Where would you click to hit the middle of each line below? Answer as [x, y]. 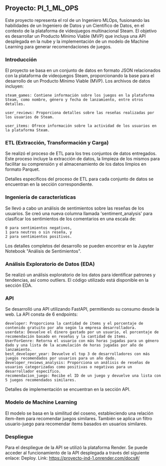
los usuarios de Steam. [30, 117]
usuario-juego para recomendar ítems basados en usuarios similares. [76, 424]
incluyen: [14, 86]
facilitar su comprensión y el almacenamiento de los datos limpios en [76, 164]
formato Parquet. [23, 169]
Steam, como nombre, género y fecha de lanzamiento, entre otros [74, 100]
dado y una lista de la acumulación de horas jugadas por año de [74, 346]
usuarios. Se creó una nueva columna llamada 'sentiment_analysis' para [79, 213]
